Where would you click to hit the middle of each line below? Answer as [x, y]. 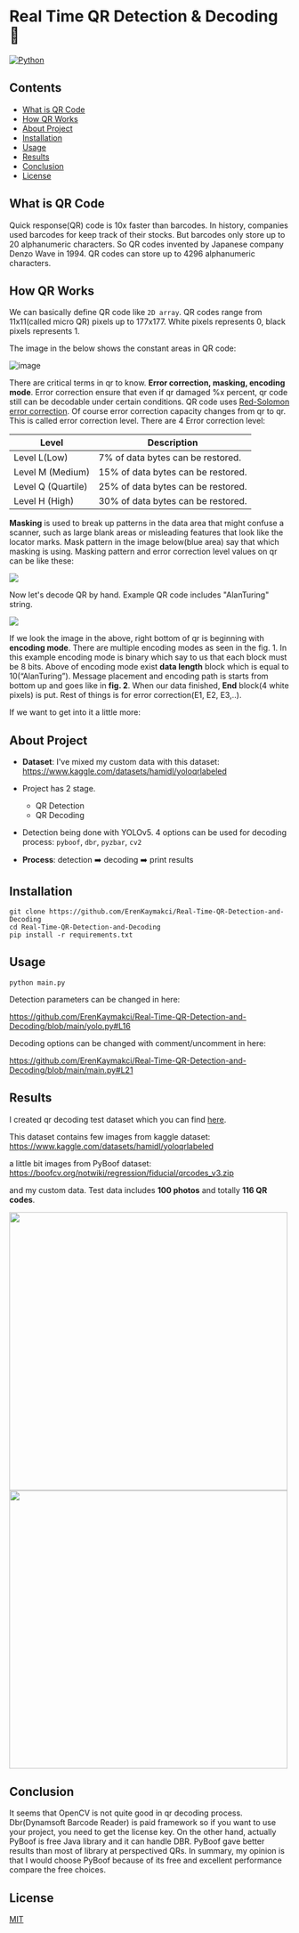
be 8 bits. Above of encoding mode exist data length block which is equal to [149, 667]
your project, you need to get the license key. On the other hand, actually [143, 1832]
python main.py [37, 983]
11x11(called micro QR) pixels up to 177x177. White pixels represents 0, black [148, 321]
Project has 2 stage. [59, 789]
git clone [28, 912]
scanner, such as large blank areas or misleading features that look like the [146, 532]
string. [21, 605]
